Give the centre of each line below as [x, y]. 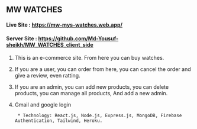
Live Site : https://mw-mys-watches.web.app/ [64, 25]
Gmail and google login [43, 105]
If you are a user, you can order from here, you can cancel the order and [103, 69]
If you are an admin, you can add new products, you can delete [92, 87]
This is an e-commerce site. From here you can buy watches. [89, 58]
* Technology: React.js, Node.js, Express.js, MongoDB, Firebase [100, 116]
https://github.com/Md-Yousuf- [78, 38]
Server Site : [22, 38]
